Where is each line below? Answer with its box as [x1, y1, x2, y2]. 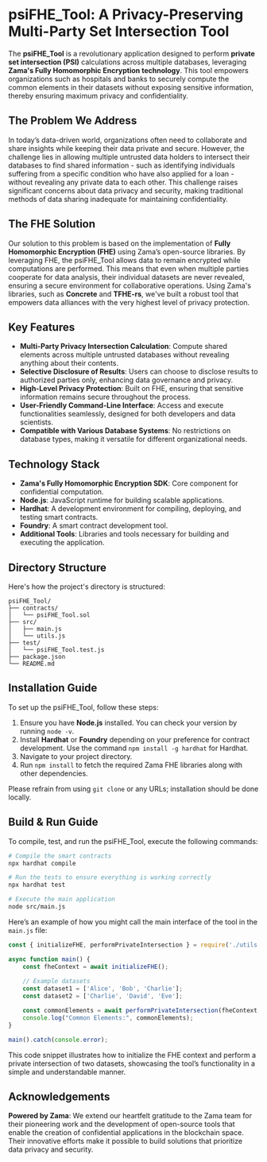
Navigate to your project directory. [19, 751, 133, 761]
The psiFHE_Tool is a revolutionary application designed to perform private [8, 48, 256, 58]
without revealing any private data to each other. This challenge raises [8, 177, 238, 187]
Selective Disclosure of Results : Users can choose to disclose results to [19, 367, 258, 377]
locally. [8, 792, 32, 802]
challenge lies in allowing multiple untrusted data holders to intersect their [8, 152, 250, 161]
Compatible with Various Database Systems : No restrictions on [19, 426, 231, 436]
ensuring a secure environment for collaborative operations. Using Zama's [8, 281, 252, 290]
